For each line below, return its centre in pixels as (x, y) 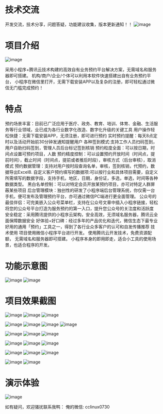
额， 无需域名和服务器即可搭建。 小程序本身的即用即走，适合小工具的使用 (78, 239)
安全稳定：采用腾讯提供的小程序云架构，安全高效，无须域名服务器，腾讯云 (79, 215)
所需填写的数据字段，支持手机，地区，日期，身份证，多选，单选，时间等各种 (81, 178)
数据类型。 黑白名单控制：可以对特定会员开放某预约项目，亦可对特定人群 (78, 184)
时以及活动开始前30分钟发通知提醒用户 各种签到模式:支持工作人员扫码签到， (81, 142)
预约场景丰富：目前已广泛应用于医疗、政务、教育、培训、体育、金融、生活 (79, 123)
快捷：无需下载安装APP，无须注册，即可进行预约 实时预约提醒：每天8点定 (83, 135)
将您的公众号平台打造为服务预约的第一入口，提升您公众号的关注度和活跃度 (79, 208)
